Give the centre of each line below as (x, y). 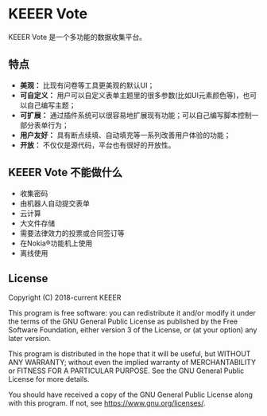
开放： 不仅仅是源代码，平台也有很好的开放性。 (97, 145)
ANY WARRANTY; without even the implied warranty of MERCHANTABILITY (132, 363)
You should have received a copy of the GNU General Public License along (130, 394)
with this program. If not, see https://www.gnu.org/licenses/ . (107, 403)
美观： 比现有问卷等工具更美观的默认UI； (87, 85)
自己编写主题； (51, 105)
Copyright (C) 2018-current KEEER (65, 298)
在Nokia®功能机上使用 (56, 243)
